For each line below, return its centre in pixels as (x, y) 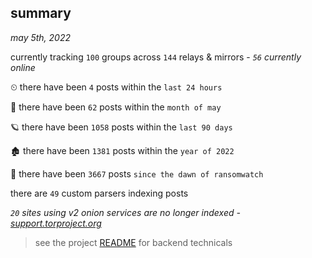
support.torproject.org (56, 223)
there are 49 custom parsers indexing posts (99, 193)
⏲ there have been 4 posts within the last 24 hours (116, 87)
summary (41, 13)
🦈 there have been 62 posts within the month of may (116, 107)
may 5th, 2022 (41, 37)
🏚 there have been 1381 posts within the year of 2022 (122, 150)
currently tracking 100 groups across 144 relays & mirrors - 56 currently (156, 57)
